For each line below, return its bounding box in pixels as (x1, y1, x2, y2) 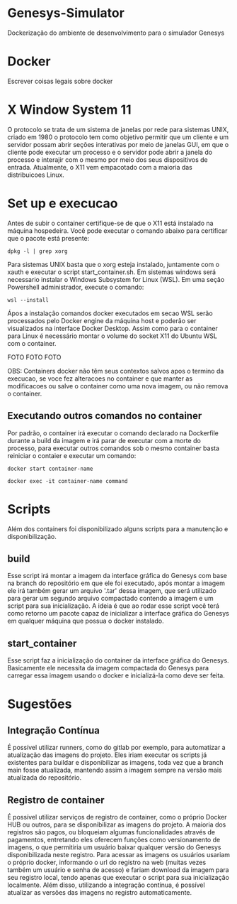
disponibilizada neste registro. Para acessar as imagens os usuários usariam (7, 850, 230, 859)
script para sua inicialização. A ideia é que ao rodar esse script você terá (7, 601, 219, 610)
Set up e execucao (7, 195, 118, 211)
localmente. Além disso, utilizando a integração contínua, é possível (7, 881, 205, 889)
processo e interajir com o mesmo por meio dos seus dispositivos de (7, 155, 208, 164)
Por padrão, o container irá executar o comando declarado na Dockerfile (7, 428, 219, 437)
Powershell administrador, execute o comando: (7, 283, 144, 291)
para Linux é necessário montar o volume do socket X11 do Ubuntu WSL (7, 332, 218, 340)
